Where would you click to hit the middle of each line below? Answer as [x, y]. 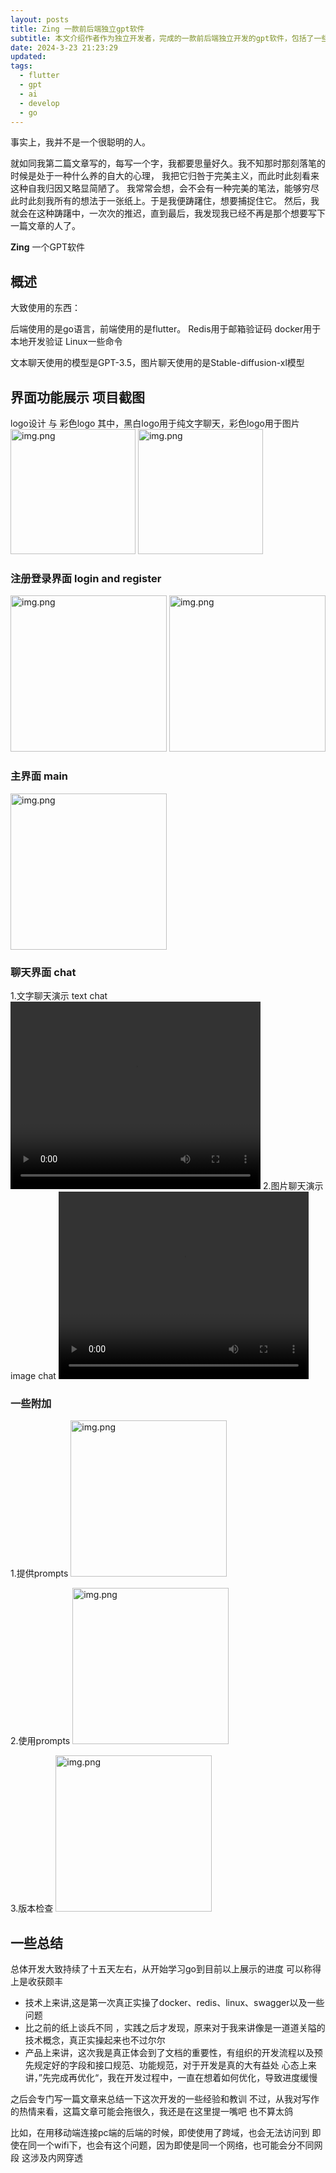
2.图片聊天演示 [293, 1185]
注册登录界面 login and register [86, 578]
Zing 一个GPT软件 [48, 247]
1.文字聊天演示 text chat [59, 995]
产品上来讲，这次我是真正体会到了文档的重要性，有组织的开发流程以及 [169, 2052]
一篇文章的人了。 [45, 226]
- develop [39, 103]
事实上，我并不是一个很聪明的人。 [80, 142]
